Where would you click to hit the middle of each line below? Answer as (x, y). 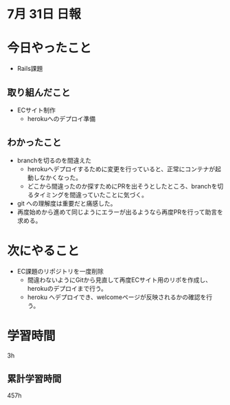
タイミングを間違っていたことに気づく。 (90, 195)
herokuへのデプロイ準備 (61, 118)
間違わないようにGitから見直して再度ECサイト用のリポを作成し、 (119, 280)
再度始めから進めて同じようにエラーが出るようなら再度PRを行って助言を (120, 212)
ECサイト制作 (36, 110)
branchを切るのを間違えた (54, 160)
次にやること (44, 251)
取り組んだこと (39, 92)
